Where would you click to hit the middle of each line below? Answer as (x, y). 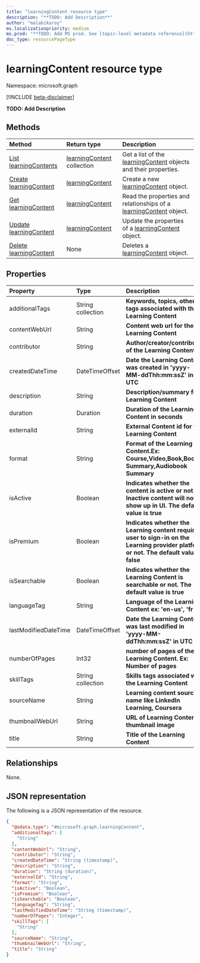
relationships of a (146, 204)
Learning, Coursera (154, 707)
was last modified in (155, 626)
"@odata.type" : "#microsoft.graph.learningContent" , (78, 827)
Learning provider (152, 545)
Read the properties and (156, 196)
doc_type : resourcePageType (41, 39)
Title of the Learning (156, 734)
